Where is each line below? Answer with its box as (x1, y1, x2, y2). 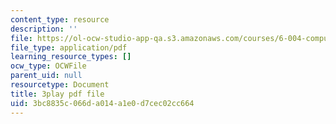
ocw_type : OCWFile (10, 61, 87, 71)
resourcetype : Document (10, 80, 110, 90)
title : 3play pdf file (10, 89, 105, 99)
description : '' (10, 24, 78, 34)
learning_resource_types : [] (10, 52, 132, 62)
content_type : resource (10, 14, 110, 25)
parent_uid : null (10, 71, 83, 81)
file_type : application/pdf (10, 42, 128, 53)
